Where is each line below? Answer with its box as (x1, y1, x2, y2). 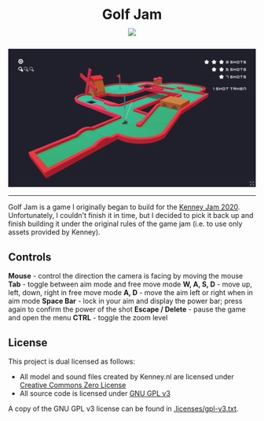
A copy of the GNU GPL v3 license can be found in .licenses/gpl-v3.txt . (8, 404, 239, 414)
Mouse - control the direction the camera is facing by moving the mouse (8, 271, 244, 281)
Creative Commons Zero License (19, 380, 126, 390)
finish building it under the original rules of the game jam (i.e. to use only (8, 219, 243, 229)
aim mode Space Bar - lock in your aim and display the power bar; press (8, 297, 243, 306)
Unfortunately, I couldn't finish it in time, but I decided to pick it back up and (8, 211, 254, 220)
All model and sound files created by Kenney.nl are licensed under (19, 372, 234, 382)
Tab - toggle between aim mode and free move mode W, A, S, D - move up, (8, 279, 253, 289)
